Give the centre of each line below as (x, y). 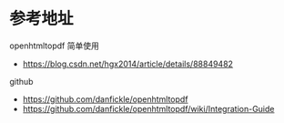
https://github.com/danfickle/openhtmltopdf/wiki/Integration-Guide (148, 108)
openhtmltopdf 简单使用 (55, 46)
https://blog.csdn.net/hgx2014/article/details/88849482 (128, 64)
